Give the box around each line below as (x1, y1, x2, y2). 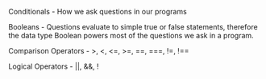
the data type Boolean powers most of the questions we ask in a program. (8, 31, 254, 40)
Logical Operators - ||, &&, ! (8, 61, 99, 71)
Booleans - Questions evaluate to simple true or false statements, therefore (8, 22, 258, 31)
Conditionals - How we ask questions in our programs (8, 7, 187, 16)
